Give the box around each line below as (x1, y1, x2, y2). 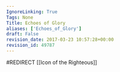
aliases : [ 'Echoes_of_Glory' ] (6, 25, 82, 32)
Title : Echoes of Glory (6, 20, 66, 26)
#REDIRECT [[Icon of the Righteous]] (6, 58, 97, 66)
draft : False (6, 31, 39, 37)
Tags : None (6, 14, 34, 20)
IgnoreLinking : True (6, 8, 58, 15)
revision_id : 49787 (6, 43, 55, 49)
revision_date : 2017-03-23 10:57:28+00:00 (6, 37, 114, 43)
